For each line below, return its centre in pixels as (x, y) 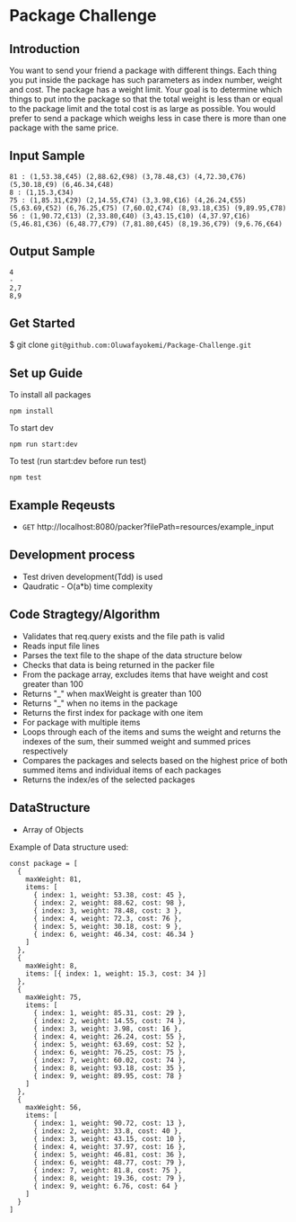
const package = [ (44, 863)
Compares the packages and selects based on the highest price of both (155, 760)
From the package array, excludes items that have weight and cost (145, 674)
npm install (31, 411)
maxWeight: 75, (54, 997)
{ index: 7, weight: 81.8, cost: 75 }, (107, 1170)
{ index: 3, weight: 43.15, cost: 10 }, (109, 1138)
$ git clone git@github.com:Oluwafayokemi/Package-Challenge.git (131, 345)
